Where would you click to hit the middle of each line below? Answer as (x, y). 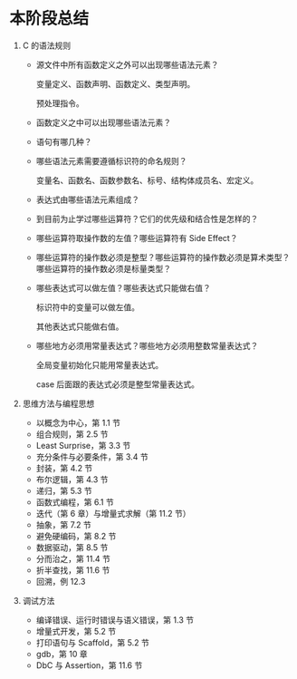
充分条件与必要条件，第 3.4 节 (92, 456)
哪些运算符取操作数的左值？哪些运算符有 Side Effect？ (137, 238)
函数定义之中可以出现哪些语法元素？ (104, 122)
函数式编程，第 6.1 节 (75, 502)
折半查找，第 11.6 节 (73, 570)
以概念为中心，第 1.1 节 (78, 422)
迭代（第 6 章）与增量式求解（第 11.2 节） (113, 513)
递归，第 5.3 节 (64, 490)
